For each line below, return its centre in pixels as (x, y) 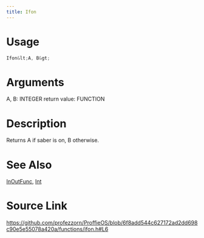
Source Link (37, 206)
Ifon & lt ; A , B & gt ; (28, 58)
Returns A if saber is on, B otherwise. (53, 140)
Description (36, 123)
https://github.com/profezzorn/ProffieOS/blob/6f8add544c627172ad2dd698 (102, 223)
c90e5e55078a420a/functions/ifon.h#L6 (57, 229)
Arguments (36, 82)
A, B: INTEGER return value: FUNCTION (56, 99)
